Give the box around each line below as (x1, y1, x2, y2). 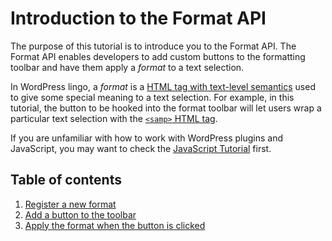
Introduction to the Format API (10, 7, 267, 30)
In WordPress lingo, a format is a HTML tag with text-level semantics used (10, 80, 316, 92)
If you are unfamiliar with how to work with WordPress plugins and (10, 132, 284, 144)
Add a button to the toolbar (24, 208, 137, 221)
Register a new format (24, 198, 117, 210)
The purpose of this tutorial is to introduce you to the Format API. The (10, 40, 297, 52)
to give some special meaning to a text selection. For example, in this (10, 91, 295, 103)
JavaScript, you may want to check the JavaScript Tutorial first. (10, 142, 272, 154)
